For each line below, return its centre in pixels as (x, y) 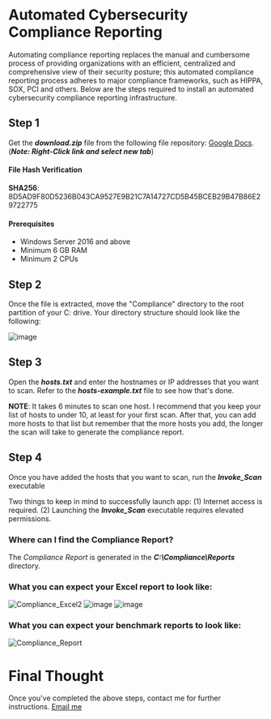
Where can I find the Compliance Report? (91, 539)
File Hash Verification (45, 170)
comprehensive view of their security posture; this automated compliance (131, 71)
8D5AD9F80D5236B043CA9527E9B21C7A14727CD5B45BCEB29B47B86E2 (135, 196)
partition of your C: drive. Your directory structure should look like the (124, 312)
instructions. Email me (45, 707)
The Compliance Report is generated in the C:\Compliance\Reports (122, 557)
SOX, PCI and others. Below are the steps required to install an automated (131, 89)
